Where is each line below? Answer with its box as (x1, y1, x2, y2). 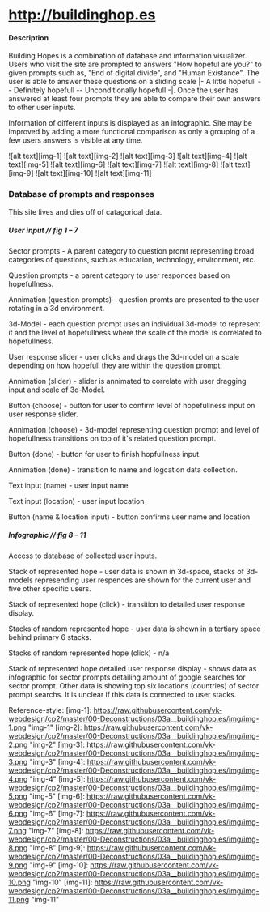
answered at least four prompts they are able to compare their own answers (8, 94, 261, 104)
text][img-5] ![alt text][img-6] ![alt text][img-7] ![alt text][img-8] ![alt (8, 160, 234, 169)
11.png (8, 894, 30, 904)
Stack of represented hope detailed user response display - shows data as (8, 663, 257, 673)
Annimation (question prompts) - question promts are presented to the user (8, 294, 259, 305)
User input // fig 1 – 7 (8, 225, 78, 236)
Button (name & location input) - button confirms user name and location (8, 512, 251, 522)
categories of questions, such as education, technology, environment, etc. (8, 254, 256, 264)
